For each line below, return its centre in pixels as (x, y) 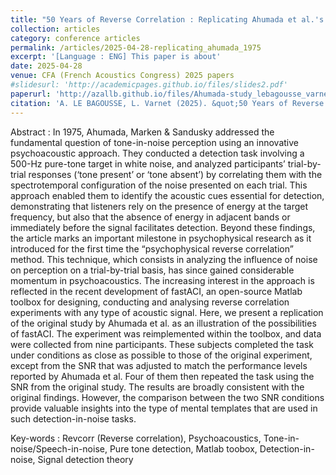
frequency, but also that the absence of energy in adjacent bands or (150, 217)
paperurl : (31, 94)
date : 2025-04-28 (46, 66)
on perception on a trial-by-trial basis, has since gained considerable (152, 270)
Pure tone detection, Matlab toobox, (183, 448)
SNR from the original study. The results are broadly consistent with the (157, 387)
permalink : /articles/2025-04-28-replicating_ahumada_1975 (136, 47)
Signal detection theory (85, 459)
